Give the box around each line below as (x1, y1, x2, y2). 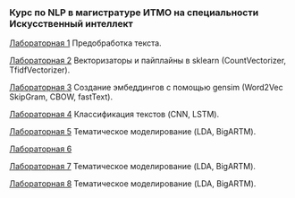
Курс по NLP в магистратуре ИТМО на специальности (9, 6, 259, 19)
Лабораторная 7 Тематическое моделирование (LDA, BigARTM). (9, 161, 257, 172)
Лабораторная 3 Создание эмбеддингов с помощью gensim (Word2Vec (9, 82, 283, 93)
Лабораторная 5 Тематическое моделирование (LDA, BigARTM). (9, 126, 257, 137)
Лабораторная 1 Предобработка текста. (9, 38, 163, 48)
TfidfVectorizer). (9, 65, 71, 75)
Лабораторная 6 (9, 143, 72, 154)
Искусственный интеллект (9, 17, 134, 30)
